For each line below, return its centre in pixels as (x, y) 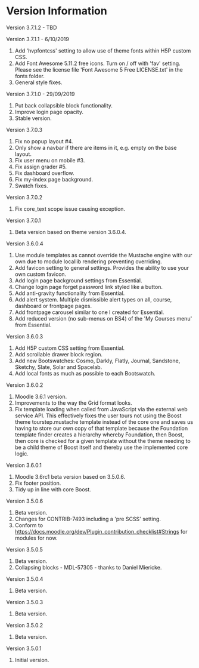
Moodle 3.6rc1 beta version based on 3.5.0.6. (70, 476)
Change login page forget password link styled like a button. (88, 287)
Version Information (57, 11)
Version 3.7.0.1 (24, 220)
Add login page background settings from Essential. (78, 280)
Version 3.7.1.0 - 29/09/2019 (41, 94)
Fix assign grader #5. (41, 167)
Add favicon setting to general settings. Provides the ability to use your (102, 267)
